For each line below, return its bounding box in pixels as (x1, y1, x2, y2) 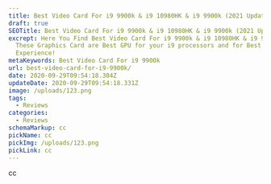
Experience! (15, 49, 56, 57)
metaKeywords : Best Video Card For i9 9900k (8, 57, 161, 65)
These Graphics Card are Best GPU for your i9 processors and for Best (15, 42, 262, 50)
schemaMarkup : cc (8, 124, 67, 132)
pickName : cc (8, 131, 52, 139)
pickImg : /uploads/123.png (8, 138, 99, 147)
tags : (8, 94, 27, 102)
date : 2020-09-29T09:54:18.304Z (8, 72, 117, 80)
